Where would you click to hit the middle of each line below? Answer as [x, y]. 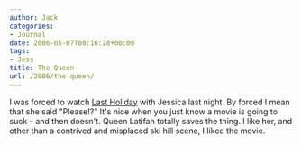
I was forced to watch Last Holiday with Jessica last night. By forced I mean [150, 102]
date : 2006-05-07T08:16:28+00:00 [72, 43]
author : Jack [34, 18]
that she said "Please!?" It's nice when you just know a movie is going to [143, 111]
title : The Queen [42, 68]
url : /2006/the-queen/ [52, 77]
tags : [19, 51]
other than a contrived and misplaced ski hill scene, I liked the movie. [137, 131]
